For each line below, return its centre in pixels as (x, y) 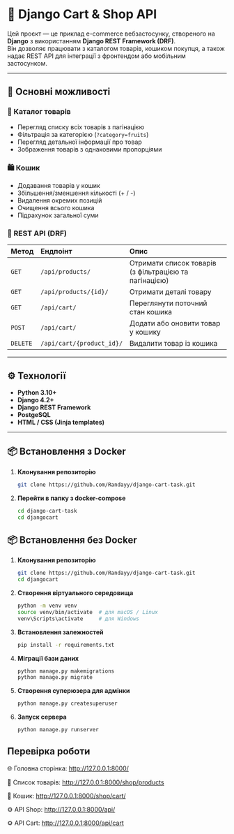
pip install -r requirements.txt (66, 645)
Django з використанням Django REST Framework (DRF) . (92, 41)
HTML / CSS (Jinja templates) (61, 423)
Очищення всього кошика (56, 207)
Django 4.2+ (36, 400)
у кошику (145, 332)
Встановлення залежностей (60, 632)
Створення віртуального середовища (75, 593)
